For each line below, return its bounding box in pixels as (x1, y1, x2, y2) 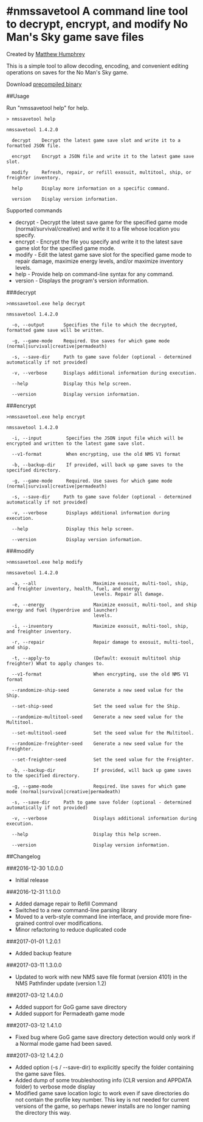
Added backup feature (15, 949, 72, 957)
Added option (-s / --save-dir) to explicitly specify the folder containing (15, 1063, 194, 1071)
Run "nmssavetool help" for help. (6, 104, 89, 111)
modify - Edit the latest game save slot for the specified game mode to (15, 251, 192, 258)
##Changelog (6, 852, 41, 860)
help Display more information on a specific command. (12, 185, 170, 192)
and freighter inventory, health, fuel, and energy (6, 586, 140, 592)
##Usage (6, 92, 30, 99)
